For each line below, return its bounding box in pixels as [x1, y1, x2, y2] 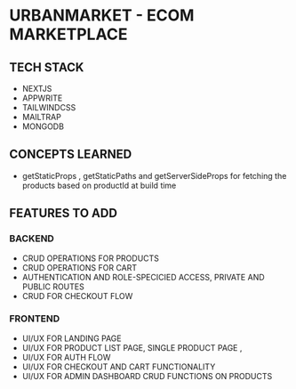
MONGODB [21, 121, 65, 132]
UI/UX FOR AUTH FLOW [21, 352, 111, 362]
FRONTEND [9, 312, 60, 325]
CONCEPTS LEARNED [9, 147, 132, 162]
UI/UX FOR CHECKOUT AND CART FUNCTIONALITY [21, 361, 216, 372]
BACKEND [9, 232, 55, 245]
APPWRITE [21, 93, 63, 103]
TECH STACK [9, 60, 84, 75]
